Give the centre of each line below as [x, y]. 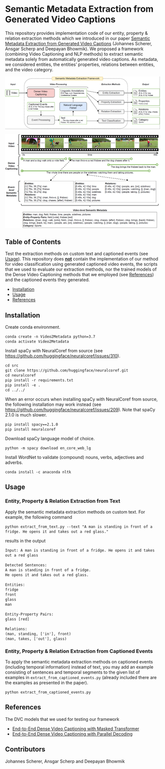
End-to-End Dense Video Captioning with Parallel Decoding [72, 734]
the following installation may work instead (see [53, 404]
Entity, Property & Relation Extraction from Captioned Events [79, 651]
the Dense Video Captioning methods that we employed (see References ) [80, 275]
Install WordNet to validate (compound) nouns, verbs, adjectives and [74, 457]
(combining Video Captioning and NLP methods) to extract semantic [74, 54]
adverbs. [14, 462]
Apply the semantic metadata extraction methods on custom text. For [75, 512]
